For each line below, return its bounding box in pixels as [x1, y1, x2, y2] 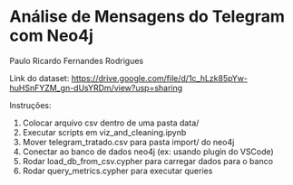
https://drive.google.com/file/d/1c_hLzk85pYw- [71, 72, 248, 83]
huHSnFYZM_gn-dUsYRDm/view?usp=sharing [9, 82, 183, 93]
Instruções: [9, 99, 52, 110]
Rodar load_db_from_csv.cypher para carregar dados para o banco [22, 155, 274, 166]
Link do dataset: [9, 72, 70, 83]
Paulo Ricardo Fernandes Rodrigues [9, 55, 143, 66]
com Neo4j [9, 25, 93, 46]
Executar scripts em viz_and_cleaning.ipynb [22, 126, 187, 137]
